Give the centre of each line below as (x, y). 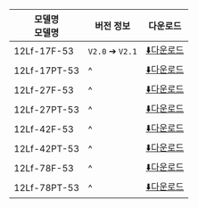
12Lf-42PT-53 (47, 148)
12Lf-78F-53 (44, 168)
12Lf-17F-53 (44, 51)
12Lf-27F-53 (44, 90)
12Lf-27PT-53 (47, 109)
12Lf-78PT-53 (47, 187)
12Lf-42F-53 (44, 129)
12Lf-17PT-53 (47, 71)
